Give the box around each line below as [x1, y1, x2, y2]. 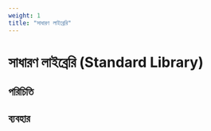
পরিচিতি [8, 85, 34, 99]
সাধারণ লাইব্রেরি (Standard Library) [8, 53, 205, 71]
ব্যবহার [8, 112, 30, 125]
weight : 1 [8, 11, 41, 20]
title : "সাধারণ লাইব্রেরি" [8, 19, 72, 27]
